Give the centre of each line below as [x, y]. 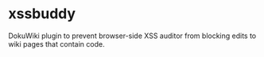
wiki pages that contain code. [56, 44]
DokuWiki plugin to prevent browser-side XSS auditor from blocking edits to [132, 36]
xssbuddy [42, 14]
